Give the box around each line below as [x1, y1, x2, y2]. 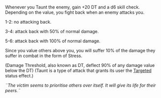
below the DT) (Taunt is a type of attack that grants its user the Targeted [5, 67, 152, 73]
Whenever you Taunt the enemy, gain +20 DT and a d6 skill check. [5, 4, 140, 10]
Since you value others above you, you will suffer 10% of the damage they [5, 48, 156, 53]
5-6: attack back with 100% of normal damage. [5, 38, 101, 44]
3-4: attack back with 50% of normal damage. [5, 29, 99, 34]
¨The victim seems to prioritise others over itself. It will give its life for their [5, 82, 156, 88]
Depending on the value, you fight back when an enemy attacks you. [5, 9, 145, 15]
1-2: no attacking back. [5, 19, 52, 25]
